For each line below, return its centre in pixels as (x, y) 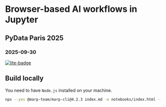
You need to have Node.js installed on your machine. (59, 90)
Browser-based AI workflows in (71, 9)
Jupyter (22, 20)
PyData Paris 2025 (34, 38)
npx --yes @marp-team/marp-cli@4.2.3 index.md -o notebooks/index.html (80, 99)
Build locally (24, 79)
